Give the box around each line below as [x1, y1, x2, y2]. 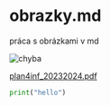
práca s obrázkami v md [9, 35, 99, 46]
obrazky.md [9, 5, 102, 26]
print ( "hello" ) [9, 88, 67, 97]
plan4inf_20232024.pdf [9, 70, 97, 82]
